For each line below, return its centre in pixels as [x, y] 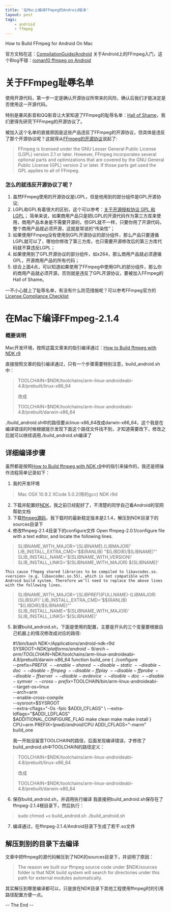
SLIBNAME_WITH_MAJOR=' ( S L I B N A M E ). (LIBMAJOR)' [74, 546]
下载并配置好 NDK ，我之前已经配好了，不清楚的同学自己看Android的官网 [88, 505]
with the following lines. [34, 585]
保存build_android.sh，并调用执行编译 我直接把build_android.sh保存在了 [88, 799]
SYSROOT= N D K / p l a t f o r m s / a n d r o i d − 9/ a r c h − [61, 648]
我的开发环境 [26, 483]
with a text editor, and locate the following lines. [63, 536]
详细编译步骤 [25, 453]
